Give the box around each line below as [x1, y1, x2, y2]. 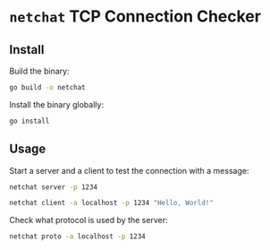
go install [9, 116, 50, 125]
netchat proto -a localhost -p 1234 [9, 232, 146, 241]
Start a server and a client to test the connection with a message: [9, 165, 249, 176]
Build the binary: [9, 65, 70, 76]
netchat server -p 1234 [9, 182, 98, 192]
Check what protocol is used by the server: [9, 215, 168, 226]
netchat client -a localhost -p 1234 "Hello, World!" [9, 199, 215, 208]
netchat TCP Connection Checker [9, 6, 262, 27]
